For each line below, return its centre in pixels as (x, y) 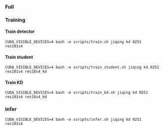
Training (15, 20)
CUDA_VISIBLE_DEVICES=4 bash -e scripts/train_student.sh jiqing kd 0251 (82, 67)
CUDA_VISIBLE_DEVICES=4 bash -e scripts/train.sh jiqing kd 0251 (73, 42)
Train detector (20, 32)
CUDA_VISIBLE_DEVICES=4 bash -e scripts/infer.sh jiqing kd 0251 (73, 119)
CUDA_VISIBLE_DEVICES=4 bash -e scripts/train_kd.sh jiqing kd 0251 (77, 93)
